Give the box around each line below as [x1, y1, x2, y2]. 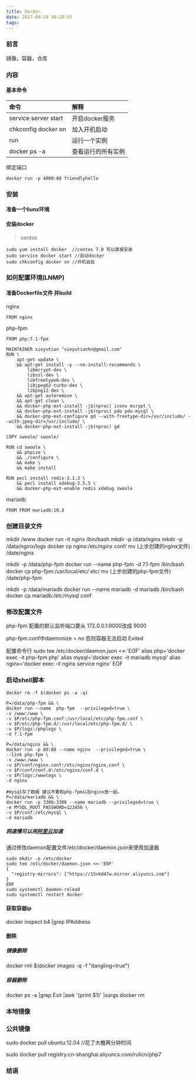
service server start [9, 114, 64, 122]
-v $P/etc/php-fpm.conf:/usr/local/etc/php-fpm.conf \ [6, 715, 144, 722]
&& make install [16, 465, 57, 471]
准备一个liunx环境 [6, 206, 50, 213]
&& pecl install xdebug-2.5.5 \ [16, 480, 96, 486]
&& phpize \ [16, 449, 46, 455]
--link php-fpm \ [6, 752, 49, 758]
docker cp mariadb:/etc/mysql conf [6, 592, 92, 599]
